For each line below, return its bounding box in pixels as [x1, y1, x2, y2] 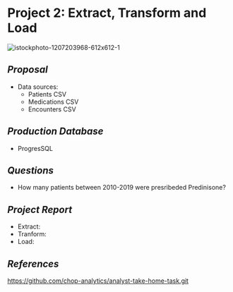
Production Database [7, 126, 104, 138]
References [7, 257, 59, 269]
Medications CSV [28, 97, 79, 106]
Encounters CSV [28, 104, 76, 114]
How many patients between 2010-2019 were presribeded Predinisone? [17, 183, 226, 192]
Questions [7, 164, 54, 176]
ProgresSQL [17, 144, 53, 152]
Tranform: [17, 230, 47, 238]
